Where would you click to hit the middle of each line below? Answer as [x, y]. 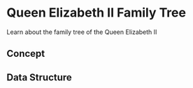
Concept [26, 54]
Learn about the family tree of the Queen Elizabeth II [82, 32]
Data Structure [40, 77]
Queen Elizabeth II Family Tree [96, 13]
